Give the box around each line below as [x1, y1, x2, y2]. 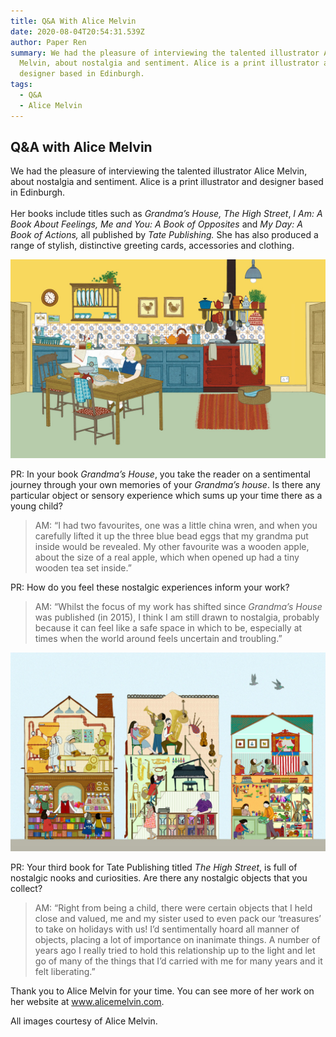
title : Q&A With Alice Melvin [10, 16, 137, 26]
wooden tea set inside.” [34, 562, 132, 574]
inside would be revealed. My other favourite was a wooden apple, [34, 541, 310, 553]
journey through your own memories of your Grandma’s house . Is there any [10, 479, 321, 491]
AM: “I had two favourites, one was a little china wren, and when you [34, 520, 318, 532]
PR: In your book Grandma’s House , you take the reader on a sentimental [10, 468, 311, 480]
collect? [10, 883, 43, 895]
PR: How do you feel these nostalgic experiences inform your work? [10, 581, 290, 594]
